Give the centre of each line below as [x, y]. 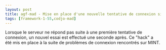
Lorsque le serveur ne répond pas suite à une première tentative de [74, 33]
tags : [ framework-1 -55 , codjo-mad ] [41, 18]
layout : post [19, 9]
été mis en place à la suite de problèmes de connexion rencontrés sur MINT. [83, 43]
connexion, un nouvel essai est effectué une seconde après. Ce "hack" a [79, 37]
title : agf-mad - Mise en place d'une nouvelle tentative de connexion [80, 14]
